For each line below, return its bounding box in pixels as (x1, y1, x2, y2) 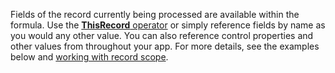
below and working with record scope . (10, 51, 169, 63)
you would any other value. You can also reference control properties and (10, 30, 314, 41)
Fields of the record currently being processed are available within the (10, 9, 300, 20)
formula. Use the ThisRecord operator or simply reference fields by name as (10, 19, 326, 31)
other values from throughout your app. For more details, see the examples (10, 40, 320, 52)
